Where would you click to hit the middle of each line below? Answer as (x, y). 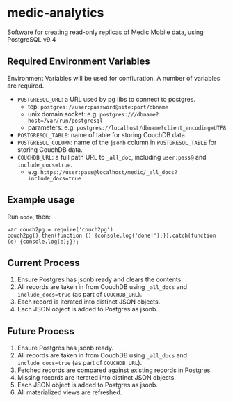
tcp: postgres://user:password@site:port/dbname (98, 107)
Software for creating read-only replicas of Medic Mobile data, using (105, 32)
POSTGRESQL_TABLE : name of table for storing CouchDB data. (102, 134)
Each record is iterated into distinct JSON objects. (89, 302)
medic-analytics (56, 13)
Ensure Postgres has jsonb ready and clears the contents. (100, 279)
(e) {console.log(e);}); (43, 242)
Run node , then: (29, 217)
